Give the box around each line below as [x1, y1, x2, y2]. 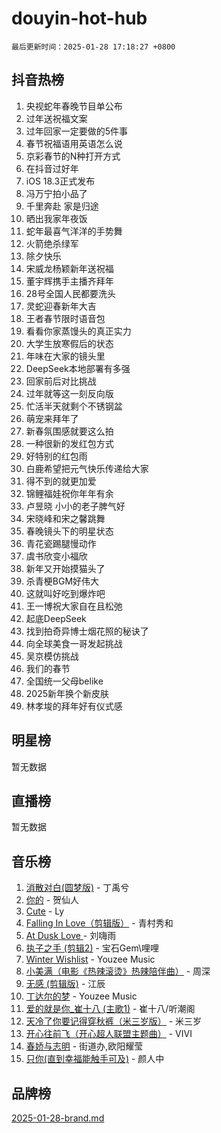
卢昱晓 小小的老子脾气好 [25, 500, 126, 512]
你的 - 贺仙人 [25, 894, 80, 906]
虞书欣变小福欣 [25, 550, 88, 562]
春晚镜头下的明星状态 [25, 525, 114, 537]
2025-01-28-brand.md [11, 1112, 105, 1124]
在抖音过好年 [25, 162, 79, 174]
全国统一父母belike [25, 675, 104, 687]
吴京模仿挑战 [25, 650, 79, 662]
